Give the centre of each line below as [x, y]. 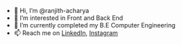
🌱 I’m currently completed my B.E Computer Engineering [94, 25]
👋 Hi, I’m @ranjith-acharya [51, 11]
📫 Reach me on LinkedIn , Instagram [66, 33]
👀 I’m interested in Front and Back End [68, 18]
